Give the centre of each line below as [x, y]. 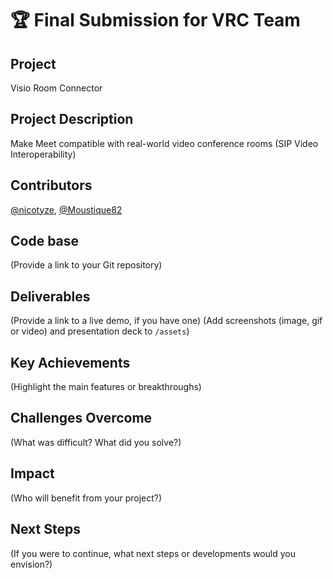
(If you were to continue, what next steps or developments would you [153, 553]
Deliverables [50, 296]
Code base [45, 241]
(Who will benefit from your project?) [86, 498]
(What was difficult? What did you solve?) [96, 442]
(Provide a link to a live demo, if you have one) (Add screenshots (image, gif [166, 321]
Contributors [51, 185]
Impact [32, 473]
